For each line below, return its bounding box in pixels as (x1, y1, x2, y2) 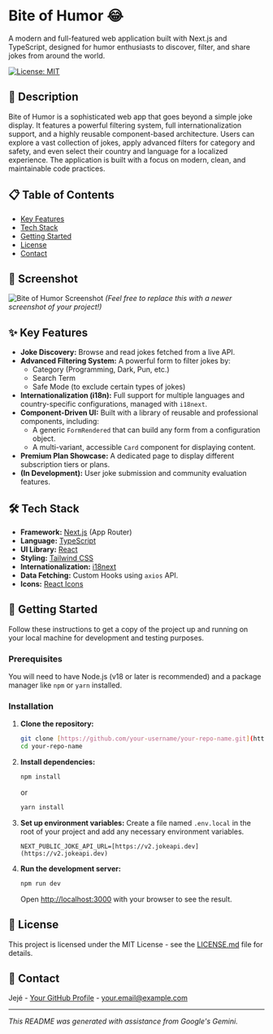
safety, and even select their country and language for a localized (8, 146, 228, 156)
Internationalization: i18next (19, 562, 116, 571)
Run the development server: (19, 863, 122, 873)
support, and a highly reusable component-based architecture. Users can (8, 129, 255, 138)
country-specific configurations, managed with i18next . (19, 399, 208, 409)
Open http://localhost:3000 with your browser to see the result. (19, 894, 233, 904)
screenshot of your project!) (8, 302, 102, 312)
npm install (19, 773, 61, 781)
